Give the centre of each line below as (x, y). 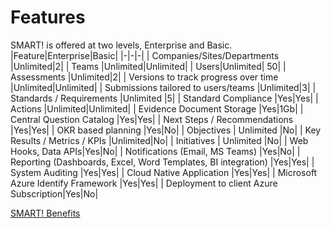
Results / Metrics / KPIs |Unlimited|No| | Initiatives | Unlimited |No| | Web (159, 140)
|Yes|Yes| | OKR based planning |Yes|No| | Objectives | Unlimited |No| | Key (166, 130)
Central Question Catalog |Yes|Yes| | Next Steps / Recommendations (152, 119)
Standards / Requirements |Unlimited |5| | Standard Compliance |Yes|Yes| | (164, 98)
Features (48, 17)
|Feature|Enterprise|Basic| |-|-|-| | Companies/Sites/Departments (145, 55)
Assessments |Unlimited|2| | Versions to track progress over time (144, 77)
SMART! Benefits (45, 213)
